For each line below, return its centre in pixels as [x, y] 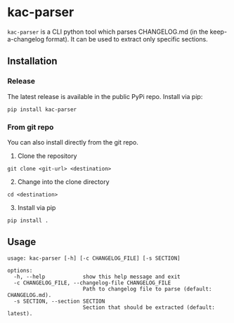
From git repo [31, 127]
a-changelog [26, 39]
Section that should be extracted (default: [149, 307]
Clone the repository [47, 156]
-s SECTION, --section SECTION [59, 301]
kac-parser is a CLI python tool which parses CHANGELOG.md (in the [108, 32]
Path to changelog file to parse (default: [147, 289]
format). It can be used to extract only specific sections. [127, 39]
